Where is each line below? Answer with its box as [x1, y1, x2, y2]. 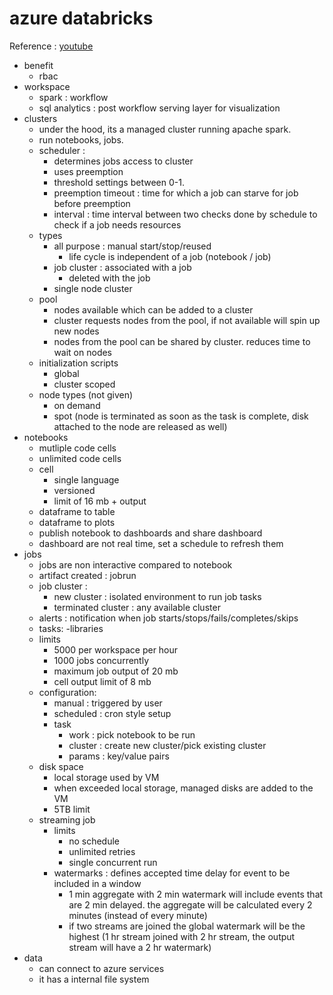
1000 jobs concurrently [53, 654, 150, 666]
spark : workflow [38, 91, 109, 103]
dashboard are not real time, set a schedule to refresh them [38, 537, 284, 549]
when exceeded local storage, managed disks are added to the [53, 782, 314, 794]
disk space [38, 760, 84, 772]
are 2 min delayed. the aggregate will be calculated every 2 [68, 898, 313, 911]
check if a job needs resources [53, 218, 182, 231]
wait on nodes [53, 346, 113, 358]
